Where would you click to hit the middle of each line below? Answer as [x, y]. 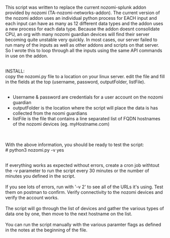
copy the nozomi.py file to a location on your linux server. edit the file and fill [85, 76]
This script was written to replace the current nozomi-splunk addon [76, 7]
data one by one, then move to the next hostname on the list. [69, 214]
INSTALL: [15, 71]
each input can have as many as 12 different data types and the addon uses [84, 23]
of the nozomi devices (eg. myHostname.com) [61, 124]
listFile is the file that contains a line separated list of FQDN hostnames [87, 118]
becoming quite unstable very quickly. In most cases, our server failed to [81, 40]
